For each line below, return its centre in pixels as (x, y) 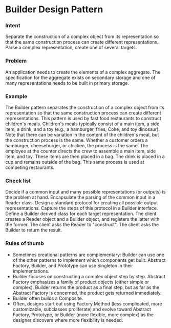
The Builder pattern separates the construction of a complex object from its (85, 108)
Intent (13, 26)
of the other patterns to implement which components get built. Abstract (89, 260)
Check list (18, 181)
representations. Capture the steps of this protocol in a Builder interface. (82, 208)
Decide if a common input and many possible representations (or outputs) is (85, 192)
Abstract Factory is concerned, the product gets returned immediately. (87, 293)
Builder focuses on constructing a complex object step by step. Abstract (89, 276)
